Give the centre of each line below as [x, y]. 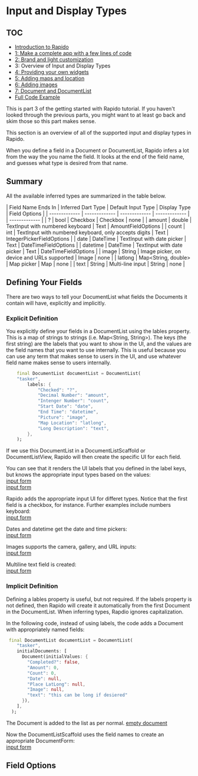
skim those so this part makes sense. [51, 121]
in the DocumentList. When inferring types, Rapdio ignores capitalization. [95, 612]
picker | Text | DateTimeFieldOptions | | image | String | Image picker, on [94, 251]
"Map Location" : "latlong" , [72, 423]
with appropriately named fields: [45, 629]
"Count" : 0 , [42, 673]
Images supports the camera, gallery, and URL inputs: [71, 547]
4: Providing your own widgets [52, 72]
